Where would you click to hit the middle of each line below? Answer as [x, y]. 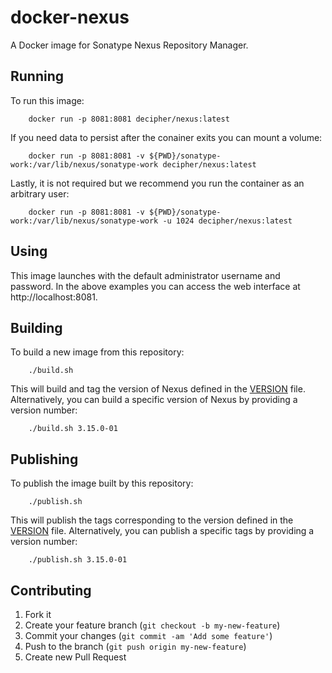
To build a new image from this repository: [97, 352]
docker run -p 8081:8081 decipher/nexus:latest [129, 119]
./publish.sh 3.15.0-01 [78, 560]
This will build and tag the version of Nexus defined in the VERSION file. [158, 389]
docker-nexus [70, 17]
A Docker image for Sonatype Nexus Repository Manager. [129, 45]
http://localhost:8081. [54, 297]
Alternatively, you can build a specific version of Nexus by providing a [154, 400]
